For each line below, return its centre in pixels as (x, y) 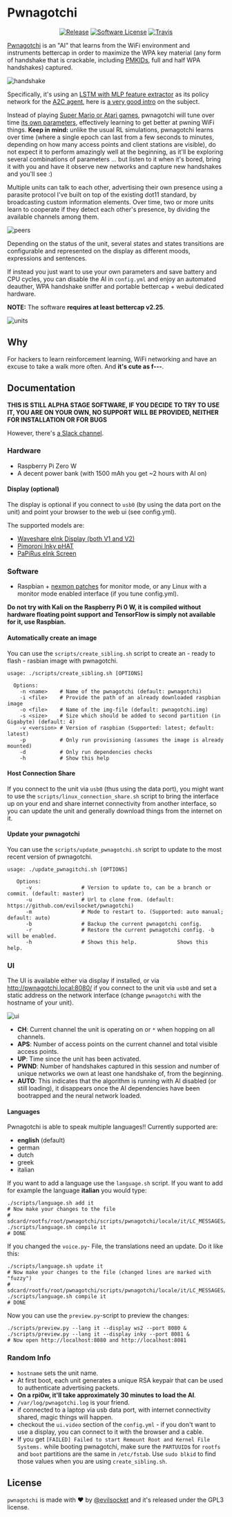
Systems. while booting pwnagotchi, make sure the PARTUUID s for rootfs (119, 1446)
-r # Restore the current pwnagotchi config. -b (120, 930)
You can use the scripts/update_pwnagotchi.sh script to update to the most (115, 849)
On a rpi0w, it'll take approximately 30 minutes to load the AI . (106, 1395)
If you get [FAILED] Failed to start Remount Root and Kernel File (114, 1439)
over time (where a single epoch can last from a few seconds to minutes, (111, 137)
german (28, 1148)
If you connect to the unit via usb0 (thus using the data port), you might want (116, 789)
